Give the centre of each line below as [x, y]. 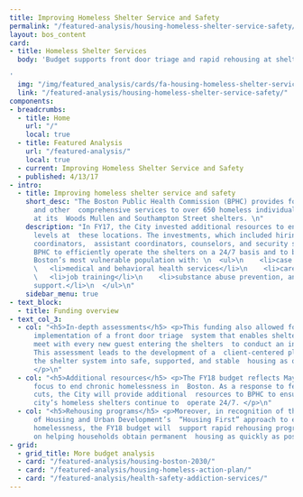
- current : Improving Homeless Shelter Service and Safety [131, 168]
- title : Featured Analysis [70, 143]
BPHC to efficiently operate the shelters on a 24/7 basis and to [161, 252]
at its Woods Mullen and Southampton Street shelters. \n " [148, 218]
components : [32, 101]
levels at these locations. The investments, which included [152, 235]
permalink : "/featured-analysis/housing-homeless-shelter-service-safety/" [155, 26]
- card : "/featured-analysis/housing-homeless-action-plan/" [135, 470]
